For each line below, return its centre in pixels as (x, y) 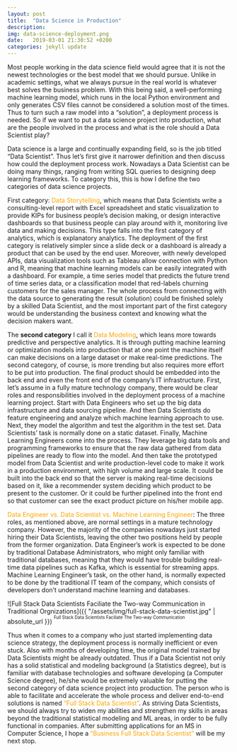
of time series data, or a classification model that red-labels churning (108, 283)
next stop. (22, 741)
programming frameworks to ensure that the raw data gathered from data (114, 448)
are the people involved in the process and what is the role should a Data (114, 127)
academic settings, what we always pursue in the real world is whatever (112, 82)
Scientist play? (29, 135)
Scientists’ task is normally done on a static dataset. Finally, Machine (107, 433)
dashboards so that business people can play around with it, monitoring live (117, 223)
